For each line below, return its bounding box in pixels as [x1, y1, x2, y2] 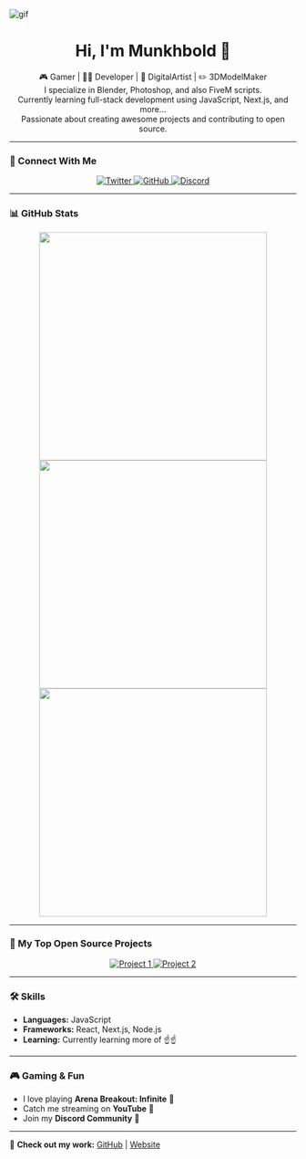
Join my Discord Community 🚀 [22, 1113, 140, 1124]
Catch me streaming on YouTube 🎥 [22, 1103, 155, 1114]
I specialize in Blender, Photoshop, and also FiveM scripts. [44, 84, 262, 95]
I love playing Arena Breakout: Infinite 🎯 [22, 1093, 175, 1104]
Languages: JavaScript [22, 1014, 112, 1026]
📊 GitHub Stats [9, 207, 79, 220]
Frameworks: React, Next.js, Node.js [22, 1024, 162, 1035]
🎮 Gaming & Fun [9, 1070, 85, 1082]
